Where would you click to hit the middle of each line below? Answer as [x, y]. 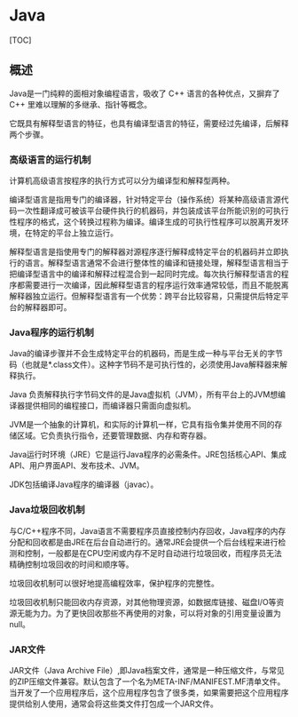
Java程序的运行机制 [52, 332]
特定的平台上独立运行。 [75, 233]
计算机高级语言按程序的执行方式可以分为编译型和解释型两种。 [122, 181]
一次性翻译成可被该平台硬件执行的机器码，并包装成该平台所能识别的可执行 [153, 211]
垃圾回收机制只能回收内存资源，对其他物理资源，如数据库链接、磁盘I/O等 [143, 601]
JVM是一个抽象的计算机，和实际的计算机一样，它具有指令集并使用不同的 [142, 425]
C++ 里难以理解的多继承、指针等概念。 [81, 104]
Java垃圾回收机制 [47, 510]
